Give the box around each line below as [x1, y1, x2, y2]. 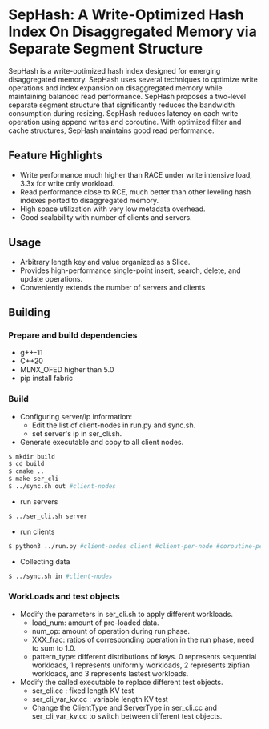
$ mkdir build [8, 452, 56, 461]
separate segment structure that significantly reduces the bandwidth [8, 100, 235, 110]
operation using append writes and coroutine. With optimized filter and [8, 117, 242, 126]
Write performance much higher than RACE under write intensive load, [19, 170, 252, 179]
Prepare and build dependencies [8, 330, 138, 341]
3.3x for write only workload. [19, 178, 115, 188]
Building [8, 306, 50, 319]
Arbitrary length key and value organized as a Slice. [19, 257, 191, 266]
